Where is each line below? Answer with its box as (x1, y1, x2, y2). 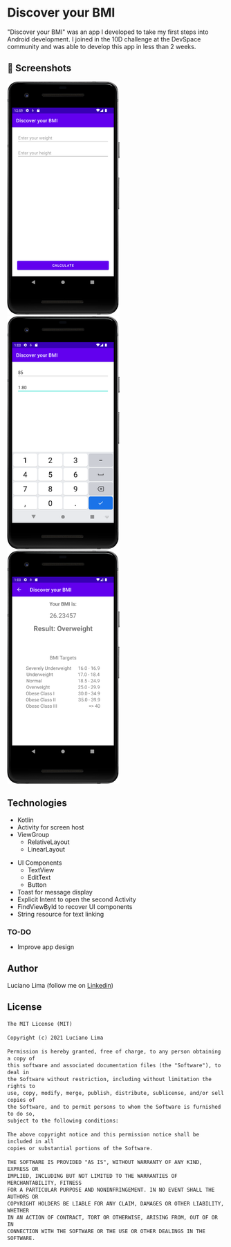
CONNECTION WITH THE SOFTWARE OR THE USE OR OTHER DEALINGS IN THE (7, 1228, 206, 1235)
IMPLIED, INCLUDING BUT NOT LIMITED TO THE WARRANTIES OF (7, 1172, 178, 1179)
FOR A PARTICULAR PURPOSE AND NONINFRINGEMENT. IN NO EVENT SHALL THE (7, 1186, 215, 1193)
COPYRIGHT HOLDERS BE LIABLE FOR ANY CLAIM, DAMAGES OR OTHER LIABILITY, (7, 1200, 225, 1207)
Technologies (7, 797, 68, 809)
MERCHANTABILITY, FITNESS (7, 1179, 82, 1186)
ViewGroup (17, 830, 50, 838)
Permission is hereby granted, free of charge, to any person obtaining (7, 1048, 221, 1055)
